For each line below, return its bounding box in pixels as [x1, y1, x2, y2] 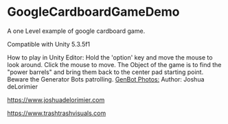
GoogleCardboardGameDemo [7, 4, 180, 20]
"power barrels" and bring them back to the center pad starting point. [7, 68, 204, 76]
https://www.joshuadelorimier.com [7, 95, 105, 103]
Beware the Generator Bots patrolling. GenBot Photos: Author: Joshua [7, 75, 205, 83]
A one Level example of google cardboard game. [7, 27, 146, 35]
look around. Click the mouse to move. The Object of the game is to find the [7, 60, 222, 69]
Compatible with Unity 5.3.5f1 [7, 40, 91, 48]
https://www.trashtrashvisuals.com [7, 109, 106, 117]
